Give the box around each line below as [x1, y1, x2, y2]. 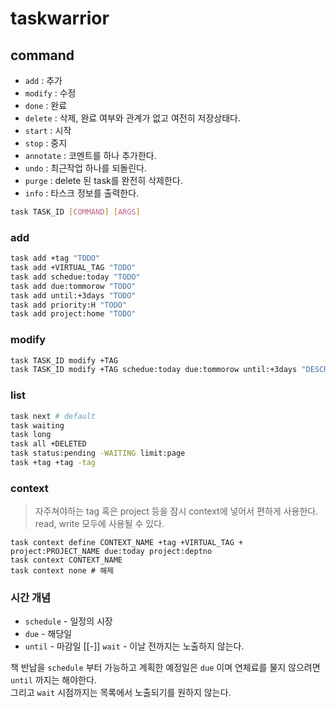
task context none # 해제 [10, 566, 115, 576]
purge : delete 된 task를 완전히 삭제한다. [24, 175, 183, 186]
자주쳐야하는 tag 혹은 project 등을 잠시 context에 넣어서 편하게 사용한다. [34, 505, 319, 517]
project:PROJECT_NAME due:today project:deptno [10, 547, 213, 557]
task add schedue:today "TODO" [10, 272, 141, 282]
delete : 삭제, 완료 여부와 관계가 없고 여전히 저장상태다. [24, 112, 241, 124]
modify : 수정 [24, 87, 77, 99]
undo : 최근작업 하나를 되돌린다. [24, 162, 147, 174]
